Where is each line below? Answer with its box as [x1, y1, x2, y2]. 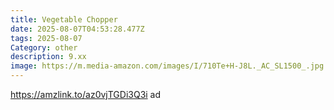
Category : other [10, 42, 78, 53]
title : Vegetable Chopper [10, 14, 118, 25]
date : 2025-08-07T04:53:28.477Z [10, 24, 145, 34]
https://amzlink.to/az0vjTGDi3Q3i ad [10, 89, 162, 100]
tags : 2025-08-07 [10, 33, 83, 43]
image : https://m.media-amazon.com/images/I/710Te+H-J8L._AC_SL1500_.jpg [10, 61, 325, 71]
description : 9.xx [10, 52, 87, 62]
